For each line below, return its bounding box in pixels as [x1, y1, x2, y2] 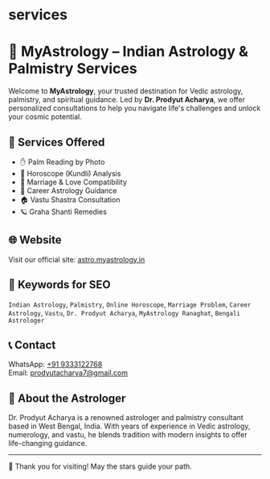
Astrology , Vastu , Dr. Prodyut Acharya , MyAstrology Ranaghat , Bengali [8, 308, 241, 317]
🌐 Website [8, 233, 62, 247]
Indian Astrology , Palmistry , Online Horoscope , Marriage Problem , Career [8, 299, 252, 309]
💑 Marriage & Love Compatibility [19, 177, 127, 187]
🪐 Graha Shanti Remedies [19, 207, 107, 217]
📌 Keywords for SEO [8, 278, 111, 291]
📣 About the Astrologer [8, 391, 126, 405]
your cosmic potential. [8, 112, 82, 122]
